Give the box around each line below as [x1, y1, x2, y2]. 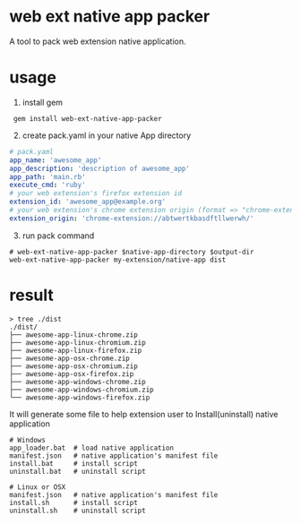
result [9, 285, 54, 305]
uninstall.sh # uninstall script [9, 506, 146, 515]
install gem [21, 97, 64, 107]
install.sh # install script [9, 498, 139, 507]
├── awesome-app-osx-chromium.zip [9, 361, 139, 371]
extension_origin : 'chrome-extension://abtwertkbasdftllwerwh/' [9, 213, 254, 223]
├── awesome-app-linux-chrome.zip [9, 330, 139, 339]
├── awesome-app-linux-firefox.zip [9, 346, 142, 355]
